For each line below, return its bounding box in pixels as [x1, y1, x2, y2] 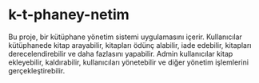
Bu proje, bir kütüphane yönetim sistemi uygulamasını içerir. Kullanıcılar [8, 32, 242, 41]
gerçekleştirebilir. [8, 65, 66, 75]
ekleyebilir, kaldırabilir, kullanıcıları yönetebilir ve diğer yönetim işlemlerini [8, 57, 249, 67]
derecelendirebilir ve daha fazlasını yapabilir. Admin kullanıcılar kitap [8, 49, 233, 58]
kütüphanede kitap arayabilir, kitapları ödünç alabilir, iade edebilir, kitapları [8, 40, 252, 49]
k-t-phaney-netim [8, 6, 129, 24]
